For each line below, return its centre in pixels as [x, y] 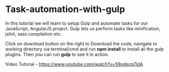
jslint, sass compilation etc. [33, 34]
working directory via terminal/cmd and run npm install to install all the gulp [84, 49]
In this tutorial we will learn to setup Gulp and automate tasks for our [77, 23]
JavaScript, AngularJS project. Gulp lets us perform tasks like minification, [83, 28]
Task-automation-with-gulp [65, 9]
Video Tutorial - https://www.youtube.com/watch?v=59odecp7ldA [74, 64]
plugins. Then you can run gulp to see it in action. [57, 54]
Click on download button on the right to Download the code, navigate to [81, 43]
